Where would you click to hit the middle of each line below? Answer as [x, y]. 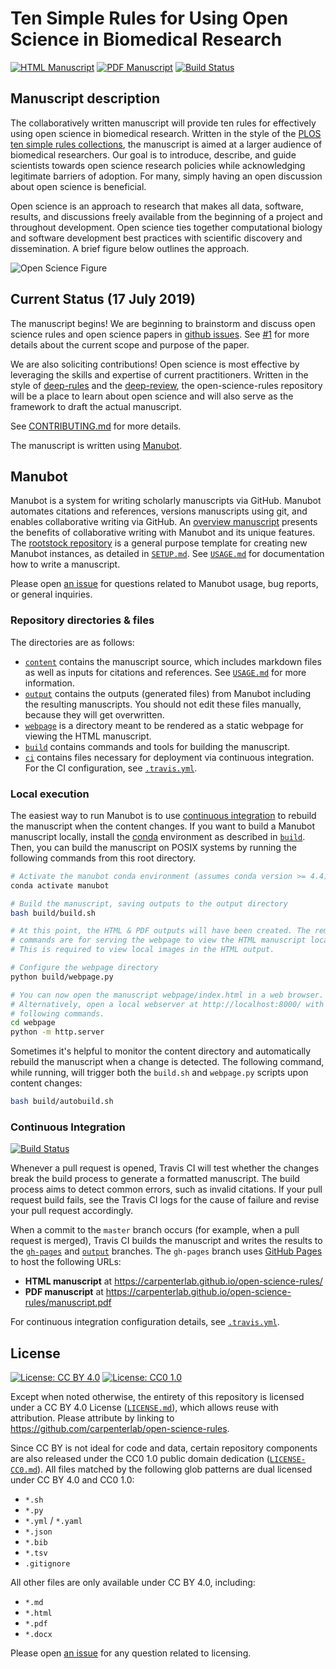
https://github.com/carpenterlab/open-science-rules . [120, 1429]
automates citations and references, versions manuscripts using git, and [159, 511]
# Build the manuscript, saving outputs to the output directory [149, 903]
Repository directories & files [82, 620]
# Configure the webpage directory [84, 968]
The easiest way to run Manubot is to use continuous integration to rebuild [163, 815]
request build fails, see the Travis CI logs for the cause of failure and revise [165, 1200]
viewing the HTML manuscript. [88, 736]
